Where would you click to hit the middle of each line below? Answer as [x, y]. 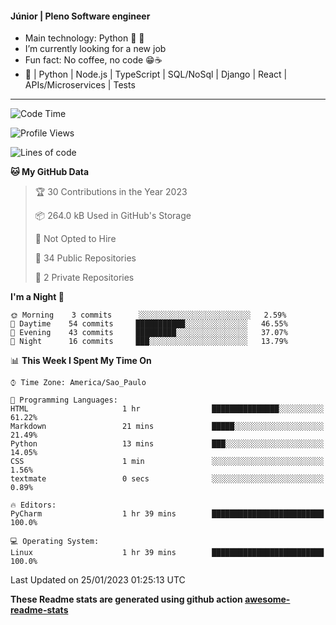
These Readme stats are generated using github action [126, 599]
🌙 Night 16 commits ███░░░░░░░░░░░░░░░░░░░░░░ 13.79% [149, 342]
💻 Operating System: [55, 542]
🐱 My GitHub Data [50, 172]
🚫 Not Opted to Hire [75, 239]
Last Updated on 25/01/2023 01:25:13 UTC [98, 580]
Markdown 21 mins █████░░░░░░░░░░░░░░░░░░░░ [167, 427]
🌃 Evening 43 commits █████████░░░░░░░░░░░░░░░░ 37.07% [149, 333]
